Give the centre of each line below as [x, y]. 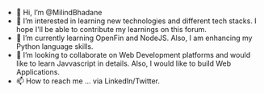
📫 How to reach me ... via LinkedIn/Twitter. [88, 81]
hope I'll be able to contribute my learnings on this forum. [111, 29]
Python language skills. [54, 46]
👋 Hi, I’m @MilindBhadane [59, 12]
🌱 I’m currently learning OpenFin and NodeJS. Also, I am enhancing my [134, 38]
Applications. [38, 72]
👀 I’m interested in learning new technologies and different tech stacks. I [136, 21]
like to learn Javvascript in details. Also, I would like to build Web [124, 63]
